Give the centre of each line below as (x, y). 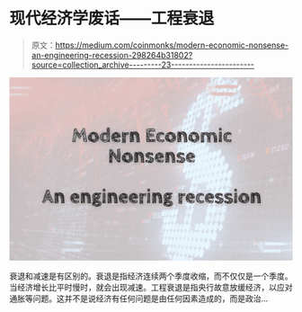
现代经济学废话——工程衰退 (112, 18)
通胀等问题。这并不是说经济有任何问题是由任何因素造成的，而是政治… (139, 299)
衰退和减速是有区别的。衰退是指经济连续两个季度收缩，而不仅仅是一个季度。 (151, 276)
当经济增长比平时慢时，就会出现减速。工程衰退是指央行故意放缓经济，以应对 (151, 288)
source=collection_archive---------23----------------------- (142, 65)
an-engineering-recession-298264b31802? (112, 55)
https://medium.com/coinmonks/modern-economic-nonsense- (172, 45)
